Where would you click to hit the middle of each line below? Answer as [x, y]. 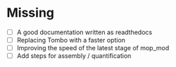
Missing [30, 13]
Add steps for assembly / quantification [74, 56]
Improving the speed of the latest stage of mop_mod [93, 48]
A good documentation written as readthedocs [84, 32]
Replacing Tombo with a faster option [71, 40]
